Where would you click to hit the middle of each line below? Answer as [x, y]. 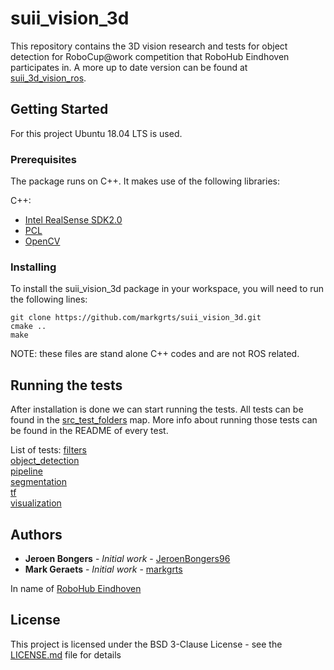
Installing [33, 267]
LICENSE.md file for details [66, 654]
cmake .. [28, 327]
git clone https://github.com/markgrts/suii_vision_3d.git [136, 318]
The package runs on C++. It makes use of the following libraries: [145, 181]
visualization [36, 503]
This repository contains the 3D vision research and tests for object [149, 46]
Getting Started [59, 109]
